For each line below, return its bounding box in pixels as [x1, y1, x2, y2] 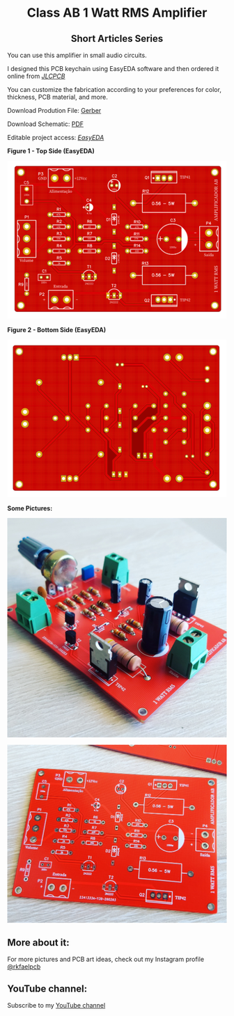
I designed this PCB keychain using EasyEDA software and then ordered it [7, 65, 219, 72]
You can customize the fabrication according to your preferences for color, [7, 86, 221, 93]
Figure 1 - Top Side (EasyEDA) [7, 147, 95, 155]
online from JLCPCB [7, 72, 65, 80]
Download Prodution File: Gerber [7, 107, 102, 114]
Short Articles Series [70, 33, 164, 45]
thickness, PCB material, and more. [7, 93, 108, 101]
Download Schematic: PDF [7, 120, 84, 128]
